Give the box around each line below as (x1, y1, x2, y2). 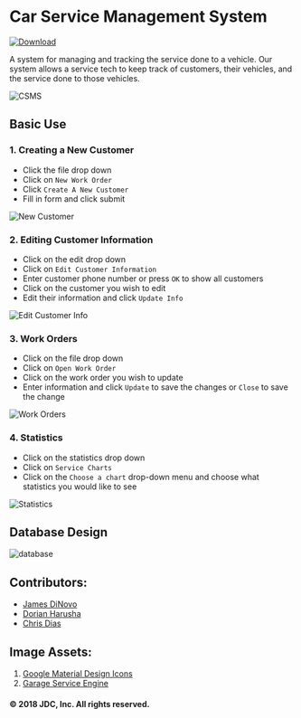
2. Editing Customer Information (9, 233, 154, 246)
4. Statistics (9, 431, 63, 444)
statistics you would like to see (22, 481, 137, 492)
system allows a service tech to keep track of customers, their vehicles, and (9, 63, 293, 74)
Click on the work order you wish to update (22, 373, 183, 383)
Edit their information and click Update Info (22, 292, 183, 303)
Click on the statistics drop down (22, 452, 146, 463)
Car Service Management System (9, 6, 268, 27)
